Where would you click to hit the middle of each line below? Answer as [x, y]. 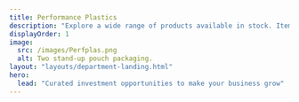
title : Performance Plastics [63, 17]
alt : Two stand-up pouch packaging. [85, 59]
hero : [19, 75]
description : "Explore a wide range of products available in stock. [141, 26]
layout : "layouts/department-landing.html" [91, 67]
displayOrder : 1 [39, 34]
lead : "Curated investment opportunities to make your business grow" [151, 83]
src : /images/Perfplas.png [67, 51]
